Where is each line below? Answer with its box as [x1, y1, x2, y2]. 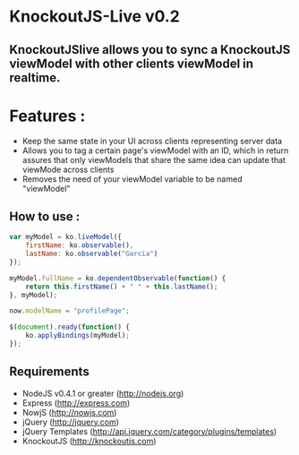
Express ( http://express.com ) [21, 397, 131, 408]
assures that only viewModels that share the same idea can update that [21, 154, 286, 165]
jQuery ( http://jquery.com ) [21, 416, 119, 427]
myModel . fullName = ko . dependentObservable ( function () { [9, 273, 226, 283]
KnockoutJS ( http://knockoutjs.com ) [21, 435, 157, 446]
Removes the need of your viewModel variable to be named [21, 173, 243, 185]
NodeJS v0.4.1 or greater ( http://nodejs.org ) [21, 388, 184, 399]
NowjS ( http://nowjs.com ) [21, 407, 117, 417]
